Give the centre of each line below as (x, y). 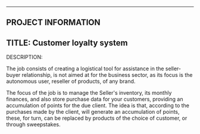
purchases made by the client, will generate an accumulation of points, (93, 112)
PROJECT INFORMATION (53, 22)
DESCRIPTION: (24, 57)
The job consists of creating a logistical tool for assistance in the (85, 68)
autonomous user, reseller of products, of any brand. (71, 82)
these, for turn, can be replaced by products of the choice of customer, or (97, 118)
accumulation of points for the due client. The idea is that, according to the (98, 105)
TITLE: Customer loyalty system (67, 43)
